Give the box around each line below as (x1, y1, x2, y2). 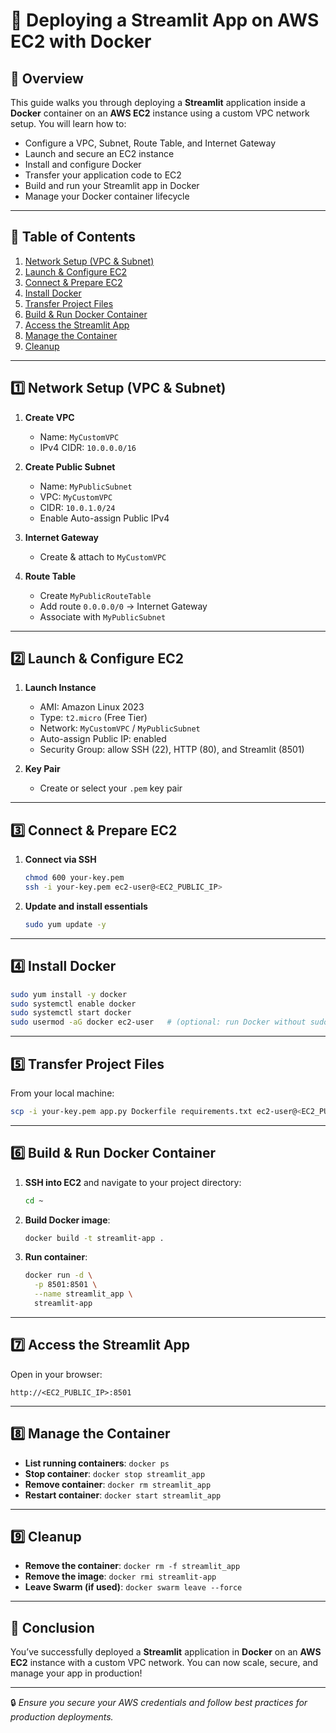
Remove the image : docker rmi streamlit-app (24, 1570, 217, 1583)
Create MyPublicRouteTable (39, 589, 152, 601)
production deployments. (10, 1711, 114, 1723)
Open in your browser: (10, 1368, 103, 1380)
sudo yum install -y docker (10, 989, 128, 999)
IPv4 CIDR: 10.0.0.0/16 (39, 441, 137, 453)
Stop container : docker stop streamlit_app (24, 1467, 206, 1479)
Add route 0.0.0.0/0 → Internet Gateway (39, 600, 208, 612)
